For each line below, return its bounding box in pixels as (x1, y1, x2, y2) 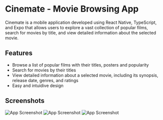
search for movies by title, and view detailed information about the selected (5, 30, 157, 35)
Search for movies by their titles (12, 67, 76, 73)
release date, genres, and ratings (12, 77, 79, 83)
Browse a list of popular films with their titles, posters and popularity (12, 62, 149, 68)
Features (5, 49, 33, 57)
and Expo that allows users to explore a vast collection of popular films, (5, 24, 148, 30)
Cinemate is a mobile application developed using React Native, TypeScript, (5, 19, 157, 25)
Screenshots (5, 97, 45, 105)
